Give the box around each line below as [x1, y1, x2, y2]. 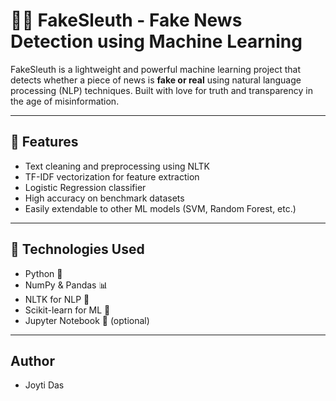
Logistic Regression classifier [24, 181, 147, 193]
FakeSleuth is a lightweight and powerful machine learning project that [10, 63, 302, 75]
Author [10, 352, 55, 369]
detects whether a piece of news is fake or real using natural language [10, 74, 302, 86]
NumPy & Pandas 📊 [24, 279, 108, 291]
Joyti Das [24, 379, 65, 391]
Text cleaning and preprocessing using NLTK [24, 160, 210, 172]
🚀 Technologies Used [10, 241, 145, 258]
